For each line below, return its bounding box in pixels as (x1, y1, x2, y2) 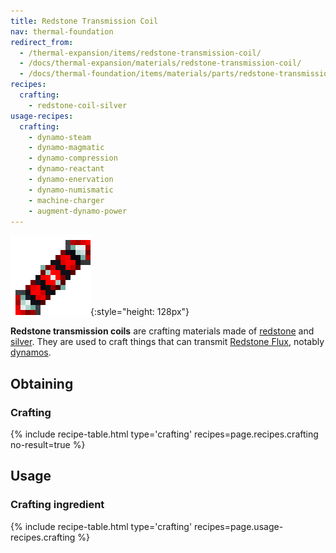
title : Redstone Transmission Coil (10, 16, 159, 26)
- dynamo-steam (28, 132, 92, 142)
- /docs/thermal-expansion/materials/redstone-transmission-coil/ (19, 58, 302, 69)
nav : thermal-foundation (10, 26, 114, 37)
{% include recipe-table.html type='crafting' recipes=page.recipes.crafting (10, 428, 319, 440)
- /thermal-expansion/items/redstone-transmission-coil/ (19, 48, 262, 58)
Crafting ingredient (10, 498, 105, 512)
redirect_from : (10, 37, 74, 47)
